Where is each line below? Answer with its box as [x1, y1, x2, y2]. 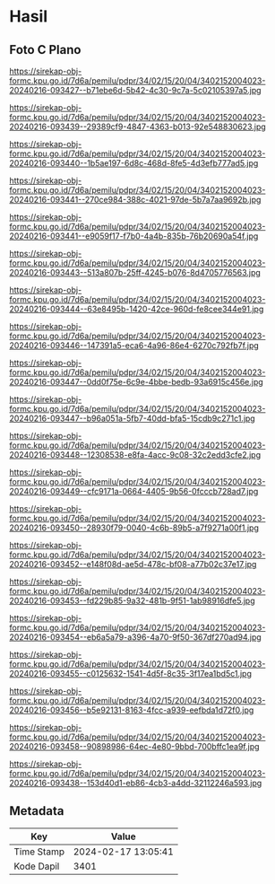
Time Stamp [13, 845, 65, 858]
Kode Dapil [13, 860, 60, 872]
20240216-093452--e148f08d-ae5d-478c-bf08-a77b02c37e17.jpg [9, 559, 257, 569]
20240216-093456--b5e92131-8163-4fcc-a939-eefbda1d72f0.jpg [9, 705, 254, 715]
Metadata [9, 803, 64, 818]
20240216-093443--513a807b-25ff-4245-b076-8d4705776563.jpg [9, 267, 262, 277]
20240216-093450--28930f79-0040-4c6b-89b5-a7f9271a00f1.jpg [9, 522, 260, 533]
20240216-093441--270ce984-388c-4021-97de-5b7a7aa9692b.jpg [9, 195, 262, 205]
